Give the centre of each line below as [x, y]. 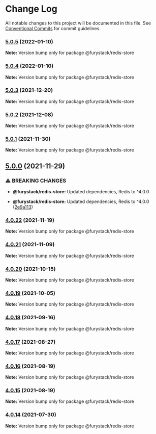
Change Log [31, 9]
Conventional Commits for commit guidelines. [53, 28]
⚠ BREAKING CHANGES [36, 181]
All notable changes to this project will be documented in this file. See [78, 23]
